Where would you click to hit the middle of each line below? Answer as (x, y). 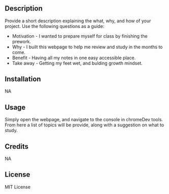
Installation (23, 79)
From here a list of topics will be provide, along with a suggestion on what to (84, 125)
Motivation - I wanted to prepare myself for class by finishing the (80, 36)
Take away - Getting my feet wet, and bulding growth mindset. (77, 63)
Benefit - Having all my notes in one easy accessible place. (74, 58)
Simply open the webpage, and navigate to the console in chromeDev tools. (84, 120)
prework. (22, 41)
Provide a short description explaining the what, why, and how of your (78, 21)
